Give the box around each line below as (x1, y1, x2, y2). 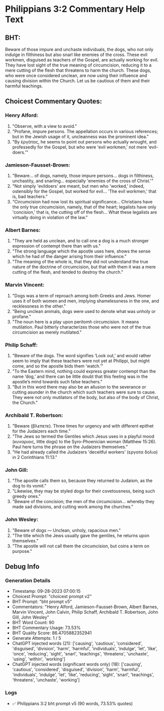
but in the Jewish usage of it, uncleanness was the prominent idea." (12, 134, 149, 140)
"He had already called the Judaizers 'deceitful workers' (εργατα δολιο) (12, 449, 158, 455)
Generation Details (5, 577, 50, 584)
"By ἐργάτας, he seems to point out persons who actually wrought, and (12, 139, 157, 144)
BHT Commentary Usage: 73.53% (12, 625, 81, 631)
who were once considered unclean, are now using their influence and (5, 73, 147, 78)
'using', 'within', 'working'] (12, 656, 66, 662)
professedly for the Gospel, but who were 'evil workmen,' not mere (12, 144, 147, 150)
